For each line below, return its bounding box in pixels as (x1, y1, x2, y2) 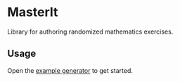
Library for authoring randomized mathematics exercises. (7, 27, 174, 36)
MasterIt (7, 4, 58, 20)
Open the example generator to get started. (7, 66, 134, 74)
